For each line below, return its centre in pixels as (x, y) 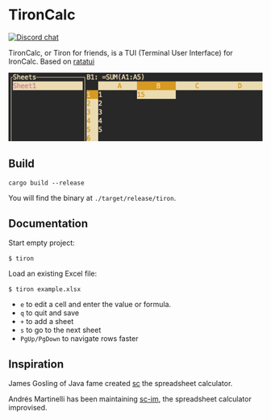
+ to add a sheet (47, 322)
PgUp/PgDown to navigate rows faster (79, 339)
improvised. (28, 407)
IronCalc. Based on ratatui (52, 61)
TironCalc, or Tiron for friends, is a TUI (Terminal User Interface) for (121, 52)
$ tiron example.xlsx (45, 289)
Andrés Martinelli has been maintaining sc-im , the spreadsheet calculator (130, 399)
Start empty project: (42, 243)
